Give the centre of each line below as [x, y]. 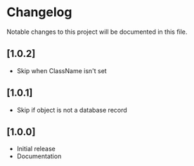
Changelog [39, 12]
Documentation [39, 156]
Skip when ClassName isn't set [62, 70]
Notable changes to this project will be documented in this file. [97, 32]
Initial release [36, 149]
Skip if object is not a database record [72, 110]
